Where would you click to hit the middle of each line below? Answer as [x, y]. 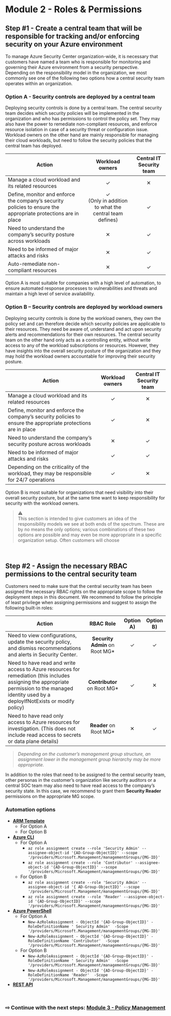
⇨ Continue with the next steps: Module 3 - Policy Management [85, 1007]
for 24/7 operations [31, 480]
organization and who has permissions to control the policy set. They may [83, 119]
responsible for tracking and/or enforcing [73, 36]
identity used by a [29, 695]
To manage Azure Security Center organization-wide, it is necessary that [82, 56]
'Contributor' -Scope [95, 941]
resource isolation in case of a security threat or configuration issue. [77, 130]
